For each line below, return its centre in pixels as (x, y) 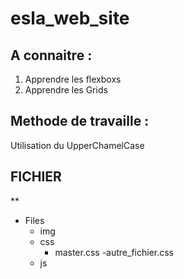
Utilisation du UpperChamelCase (77, 145)
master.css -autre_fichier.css (114, 252)
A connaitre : (51, 55)
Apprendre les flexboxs (73, 79)
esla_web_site (70, 18)
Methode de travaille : (80, 121)
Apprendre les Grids (66, 90)
